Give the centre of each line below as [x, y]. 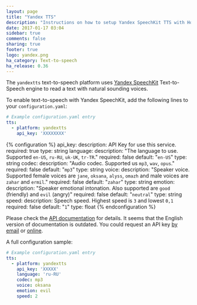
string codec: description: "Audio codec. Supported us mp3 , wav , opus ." [90, 163]
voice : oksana [34, 285]
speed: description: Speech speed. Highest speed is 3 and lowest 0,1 [90, 200]
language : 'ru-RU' [39, 275]
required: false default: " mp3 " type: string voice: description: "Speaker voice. [98, 169]
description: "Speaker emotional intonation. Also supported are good [88, 188]
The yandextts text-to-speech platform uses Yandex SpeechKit [82, 83]
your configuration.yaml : [37, 107]
